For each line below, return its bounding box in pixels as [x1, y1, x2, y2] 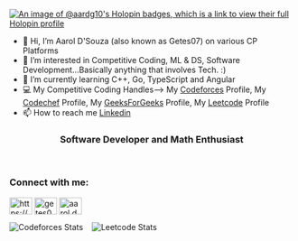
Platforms [22, 45, 59, 56]
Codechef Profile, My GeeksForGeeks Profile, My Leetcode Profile [22, 97, 269, 107]
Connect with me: [9, 176, 89, 189]
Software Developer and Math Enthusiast [60, 133, 244, 145]
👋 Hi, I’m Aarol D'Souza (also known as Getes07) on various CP [22, 36, 258, 46]
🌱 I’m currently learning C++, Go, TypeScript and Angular [22, 74, 236, 85]
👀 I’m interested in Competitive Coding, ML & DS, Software [22, 55, 241, 65]
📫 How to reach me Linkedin [22, 107, 131, 117]
